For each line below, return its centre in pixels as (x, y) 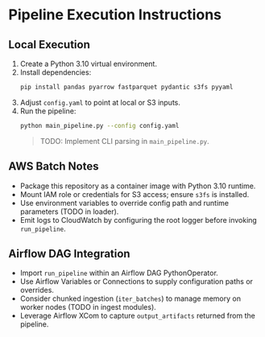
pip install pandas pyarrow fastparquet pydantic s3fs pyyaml (126, 87)
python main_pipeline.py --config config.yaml (99, 125)
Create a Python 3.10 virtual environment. (88, 64)
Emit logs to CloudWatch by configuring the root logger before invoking (139, 220)
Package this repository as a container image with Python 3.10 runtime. (138, 186)
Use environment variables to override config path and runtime (124, 203)
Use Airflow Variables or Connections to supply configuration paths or (137, 282)
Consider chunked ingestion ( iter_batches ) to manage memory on (130, 298)
